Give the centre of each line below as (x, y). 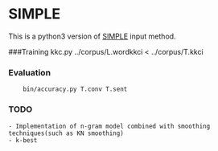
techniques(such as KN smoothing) (66, 133)
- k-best (23, 140)
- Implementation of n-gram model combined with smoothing (109, 126)
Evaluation (29, 72)
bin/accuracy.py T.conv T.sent (75, 89)
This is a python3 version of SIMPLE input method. (92, 36)
